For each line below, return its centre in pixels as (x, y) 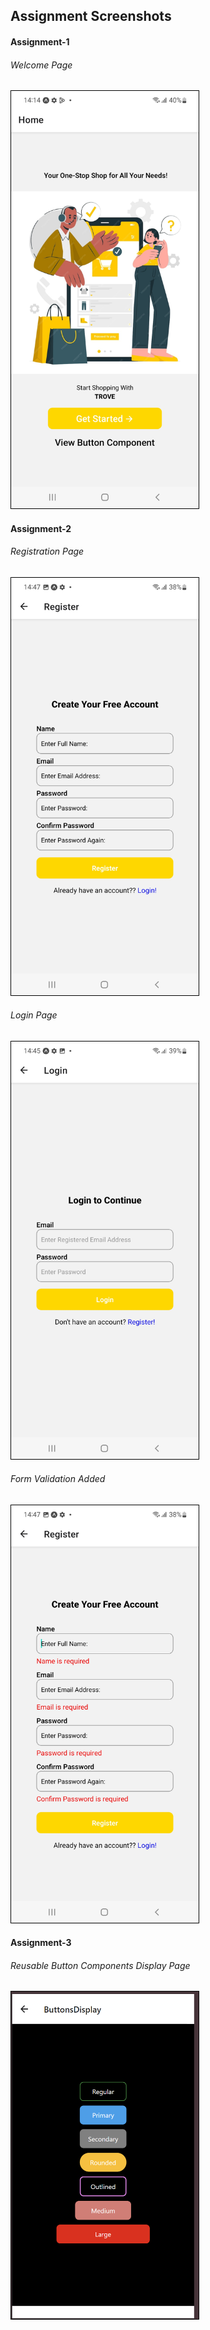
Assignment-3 (41, 1943)
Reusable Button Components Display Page (100, 1965)
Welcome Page (41, 65)
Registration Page (47, 551)
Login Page (34, 1015)
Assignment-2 (41, 528)
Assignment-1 (40, 41)
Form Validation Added (58, 1479)
